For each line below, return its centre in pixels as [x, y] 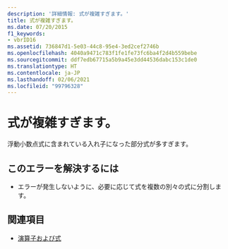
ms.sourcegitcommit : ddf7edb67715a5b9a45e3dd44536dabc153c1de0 [102, 60]
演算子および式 [39, 238]
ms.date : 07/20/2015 [38, 27]
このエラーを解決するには [63, 168]
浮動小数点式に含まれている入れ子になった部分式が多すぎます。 [100, 144]
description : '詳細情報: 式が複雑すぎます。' [68, 14]
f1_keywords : [26, 34]
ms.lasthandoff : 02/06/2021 [49, 79]
